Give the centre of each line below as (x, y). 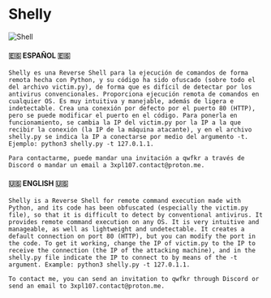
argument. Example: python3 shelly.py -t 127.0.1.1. (99, 265)
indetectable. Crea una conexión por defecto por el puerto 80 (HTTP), (132, 109)
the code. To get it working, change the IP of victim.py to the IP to (132, 244)
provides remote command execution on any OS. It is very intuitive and (134, 222)
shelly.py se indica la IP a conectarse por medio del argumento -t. (129, 137)
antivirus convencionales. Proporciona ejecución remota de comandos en (134, 94)
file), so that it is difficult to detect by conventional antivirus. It (136, 215)
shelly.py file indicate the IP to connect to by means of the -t (123, 258)
